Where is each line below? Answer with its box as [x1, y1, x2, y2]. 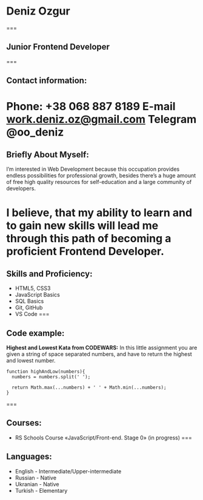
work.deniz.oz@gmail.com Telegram [6, 113, 197, 127]
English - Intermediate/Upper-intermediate [15, 467, 122, 475]
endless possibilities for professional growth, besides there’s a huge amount [6, 172, 196, 179]
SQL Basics [15, 298, 44, 305]
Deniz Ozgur [6, 4, 71, 18]
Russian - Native [15, 474, 56, 481]
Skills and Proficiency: [6, 268, 93, 279]
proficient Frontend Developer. [6, 245, 165, 258]
